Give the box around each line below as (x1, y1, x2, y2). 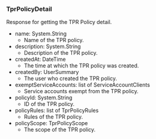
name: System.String (14, 30, 67, 37)
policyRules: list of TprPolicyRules (14, 107, 99, 114)
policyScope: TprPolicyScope (14, 120, 88, 127)
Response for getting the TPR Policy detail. (6, 19, 112, 26)
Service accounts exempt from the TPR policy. (23, 88, 139, 95)
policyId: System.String (14, 94, 73, 101)
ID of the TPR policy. (23, 100, 75, 108)
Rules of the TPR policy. (23, 113, 83, 120)
